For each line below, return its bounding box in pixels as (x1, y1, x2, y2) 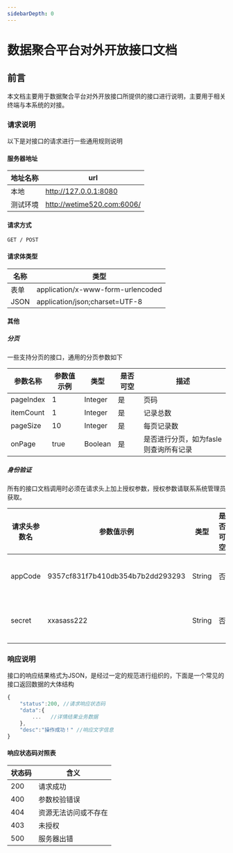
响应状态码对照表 (7, 749, 56, 757)
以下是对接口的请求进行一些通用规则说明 (7, 136, 123, 145)
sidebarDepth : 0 (7, 10, 54, 17)
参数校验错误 (38, 795, 81, 804)
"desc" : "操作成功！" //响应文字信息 (19, 726, 114, 733)
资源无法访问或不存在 (38, 808, 109, 818)
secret (10, 616, 32, 625)
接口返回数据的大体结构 (7, 680, 74, 689)
